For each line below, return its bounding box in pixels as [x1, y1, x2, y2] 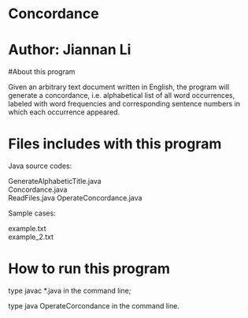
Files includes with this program [8, 135, 222, 153]
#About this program [8, 67, 76, 77]
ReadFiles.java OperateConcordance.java [8, 193, 143, 203]
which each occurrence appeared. [8, 107, 120, 117]
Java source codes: [8, 161, 72, 170]
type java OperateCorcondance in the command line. [8, 301, 180, 310]
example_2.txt [8, 232, 54, 241]
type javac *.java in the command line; [8, 286, 131, 295]
